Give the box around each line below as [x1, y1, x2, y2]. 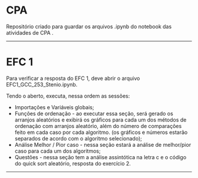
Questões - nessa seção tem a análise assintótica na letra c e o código [14, 153, 187, 160]
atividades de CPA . [6, 29, 54, 36]
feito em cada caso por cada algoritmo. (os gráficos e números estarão [14, 129, 188, 136]
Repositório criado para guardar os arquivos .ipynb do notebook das [6, 23, 172, 30]
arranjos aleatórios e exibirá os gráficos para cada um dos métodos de [14, 116, 187, 123]
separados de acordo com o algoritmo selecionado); [14, 135, 143, 142]
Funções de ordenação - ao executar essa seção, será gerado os [14, 110, 174, 117]
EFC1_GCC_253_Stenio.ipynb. [6, 80, 78, 88]
